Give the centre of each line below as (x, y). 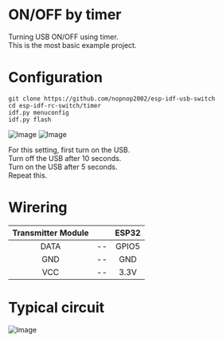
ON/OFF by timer (65, 15)
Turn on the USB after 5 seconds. (63, 167)
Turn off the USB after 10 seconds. (65, 158)
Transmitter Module (51, 233)
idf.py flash (30, 120)
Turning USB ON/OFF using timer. (63, 37)
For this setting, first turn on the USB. (69, 150)
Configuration (56, 78)
